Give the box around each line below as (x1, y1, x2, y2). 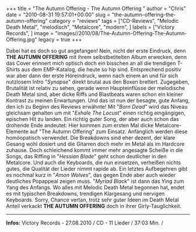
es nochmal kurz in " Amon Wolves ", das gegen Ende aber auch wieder (6, 172, 176, 178)
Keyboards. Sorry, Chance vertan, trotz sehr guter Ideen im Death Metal (6, 196, 179, 203)
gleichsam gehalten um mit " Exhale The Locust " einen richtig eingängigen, (6, 109, 185, 116)
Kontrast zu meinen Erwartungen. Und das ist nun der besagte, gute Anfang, (6, 97, 190, 104)
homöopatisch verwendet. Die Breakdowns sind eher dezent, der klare (6, 134, 176, 141)
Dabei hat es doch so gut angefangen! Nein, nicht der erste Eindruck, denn (6, 47, 186, 54)
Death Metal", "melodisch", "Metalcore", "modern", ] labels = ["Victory (6, 23, 175, 30)
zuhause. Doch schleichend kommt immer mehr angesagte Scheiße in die (6, 147, 184, 154)
